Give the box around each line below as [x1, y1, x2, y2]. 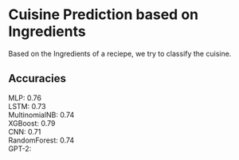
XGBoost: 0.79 [8, 118, 56, 128]
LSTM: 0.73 [8, 101, 46, 111]
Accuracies [8, 72, 66, 85]
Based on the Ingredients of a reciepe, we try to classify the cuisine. [8, 49, 232, 58]
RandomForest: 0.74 [8, 135, 75, 145]
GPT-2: [8, 143, 32, 153]
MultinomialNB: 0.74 [8, 110, 75, 119]
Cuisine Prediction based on [8, 6, 199, 24]
